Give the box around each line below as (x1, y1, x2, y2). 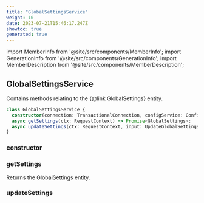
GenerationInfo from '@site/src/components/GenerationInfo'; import (6, 55, 177, 62)
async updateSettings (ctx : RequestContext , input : (12, 123, 143, 129)
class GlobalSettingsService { (6, 106, 86, 112)
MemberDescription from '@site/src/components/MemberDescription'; (6, 61, 184, 69)
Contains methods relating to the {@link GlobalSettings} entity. (6, 95, 163, 102)
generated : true (6, 32, 47, 38)
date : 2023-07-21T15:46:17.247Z (6, 20, 88, 26)
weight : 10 (6, 15, 34, 21)
